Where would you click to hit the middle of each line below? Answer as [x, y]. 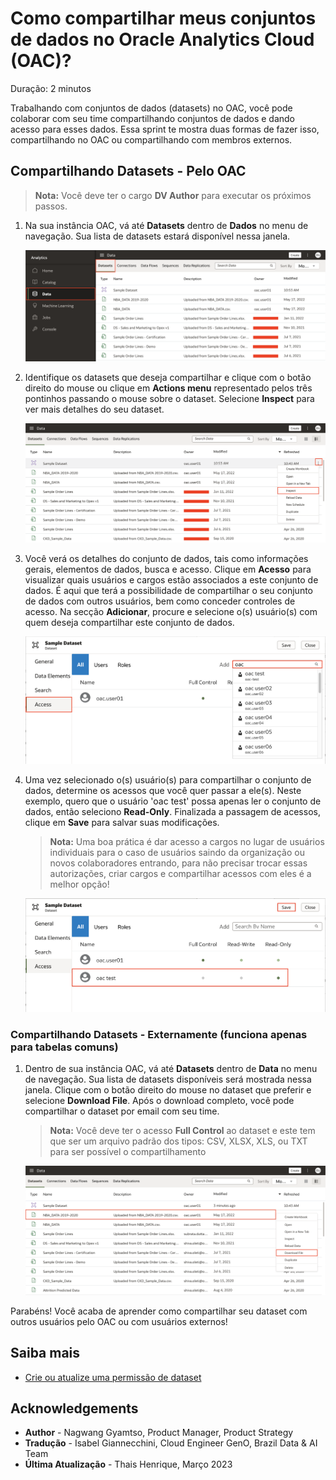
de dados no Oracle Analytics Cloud [162, 39]
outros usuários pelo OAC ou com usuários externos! [119, 1321]
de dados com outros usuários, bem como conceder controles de [160, 601]
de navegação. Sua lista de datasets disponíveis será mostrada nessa [168, 1079]
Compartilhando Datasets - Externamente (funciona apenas [159, 1035]
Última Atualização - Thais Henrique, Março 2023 [128, 1464]
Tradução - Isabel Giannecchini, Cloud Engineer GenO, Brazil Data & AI [171, 1443]
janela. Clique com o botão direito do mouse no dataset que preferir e [168, 1090]
